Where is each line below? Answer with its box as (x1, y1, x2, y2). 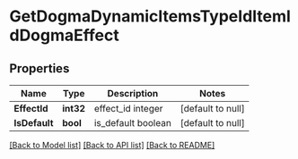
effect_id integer (93, 103, 163, 114)
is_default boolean (93, 117, 172, 129)
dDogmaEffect (9, 25, 119, 46)
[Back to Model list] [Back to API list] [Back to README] (9, 140, 215, 150)
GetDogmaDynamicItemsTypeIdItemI (9, 6, 292, 27)
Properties (9, 61, 70, 76)
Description (107, 88, 159, 99)
